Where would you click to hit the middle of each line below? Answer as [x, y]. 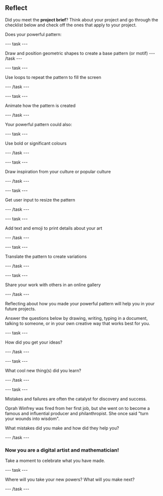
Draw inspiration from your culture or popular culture [58, 171]
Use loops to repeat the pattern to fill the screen [53, 77]
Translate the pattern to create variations [46, 256]
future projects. [20, 309]
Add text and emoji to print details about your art [54, 228]
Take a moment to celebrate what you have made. [55, 461]
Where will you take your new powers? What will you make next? [70, 479]
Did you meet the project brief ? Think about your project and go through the [81, 19]
